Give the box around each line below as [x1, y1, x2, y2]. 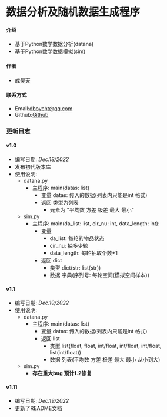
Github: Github [14, 111, 49, 118]
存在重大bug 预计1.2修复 [32, 370, 92, 377]
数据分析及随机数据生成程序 [6, 5, 141, 19]
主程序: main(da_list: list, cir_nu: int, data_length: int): [32, 219, 160, 227]
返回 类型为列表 [41, 199, 79, 206]
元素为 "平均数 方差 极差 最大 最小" [49, 206, 134, 213]
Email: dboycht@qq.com [14, 104, 73, 112]
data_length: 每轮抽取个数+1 [49, 249, 118, 257]
